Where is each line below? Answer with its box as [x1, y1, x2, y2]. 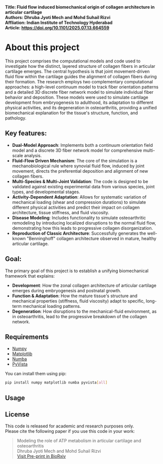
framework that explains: [5, 273, 55, 279]
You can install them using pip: [5, 371, 67, 377]
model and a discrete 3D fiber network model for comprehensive [12, 147, 142, 153]
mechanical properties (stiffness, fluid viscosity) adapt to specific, [12, 298, 145, 304]
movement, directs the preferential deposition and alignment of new [12, 168, 148, 174]
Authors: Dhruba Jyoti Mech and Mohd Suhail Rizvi [5, 15, 110, 20]
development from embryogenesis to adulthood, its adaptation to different [5, 100, 154, 105]
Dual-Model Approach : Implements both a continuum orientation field [12, 142, 153, 148]
